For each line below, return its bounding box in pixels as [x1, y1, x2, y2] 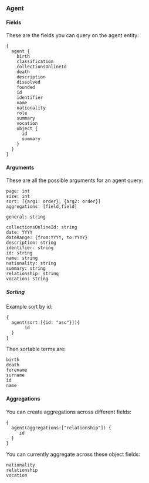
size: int [6, 193, 31, 200]
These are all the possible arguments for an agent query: [6, 177, 144, 184]
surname [6, 372, 25, 378]
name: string [6, 255, 38, 262]
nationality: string [6, 260, 57, 266]
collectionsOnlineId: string [6, 224, 77, 230]
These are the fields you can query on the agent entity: [6, 32, 139, 39]
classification [16, 59, 54, 65]
